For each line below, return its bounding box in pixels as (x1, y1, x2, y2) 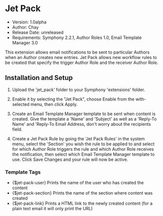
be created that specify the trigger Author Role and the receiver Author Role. (5, 59, 159, 65)
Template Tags (5, 169, 41, 176)
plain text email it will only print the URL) (12, 206, 93, 212)
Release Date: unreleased (12, 29, 64, 35)
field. (12, 126, 23, 132)
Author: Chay (12, 24, 39, 30)
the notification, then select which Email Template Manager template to (12, 151, 155, 157)
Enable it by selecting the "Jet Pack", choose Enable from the (12, 96, 135, 102)
